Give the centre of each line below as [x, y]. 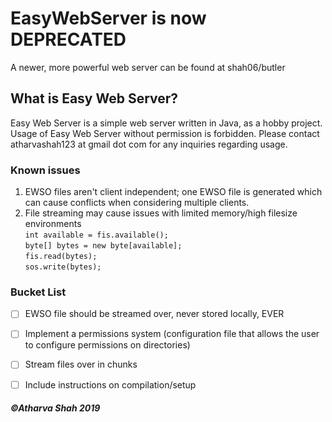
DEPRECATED [68, 39]
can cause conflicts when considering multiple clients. [137, 203]
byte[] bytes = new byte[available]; [103, 246]
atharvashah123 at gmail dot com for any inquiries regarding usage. [149, 144]
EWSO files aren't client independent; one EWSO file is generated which [173, 192]
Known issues [45, 170]
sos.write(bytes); [63, 267]
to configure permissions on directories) [107, 345]
